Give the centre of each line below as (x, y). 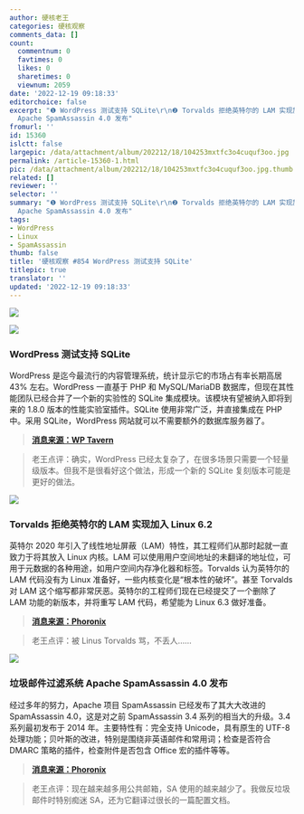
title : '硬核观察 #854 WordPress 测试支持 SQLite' (101, 262)
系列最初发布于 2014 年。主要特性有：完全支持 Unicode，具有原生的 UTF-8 (150, 727)
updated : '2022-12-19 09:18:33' (70, 287)
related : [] (32, 177)
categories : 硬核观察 (47, 26)
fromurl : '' (32, 128)
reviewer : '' (34, 186)
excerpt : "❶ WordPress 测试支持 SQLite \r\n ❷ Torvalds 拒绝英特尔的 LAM (142, 110)
